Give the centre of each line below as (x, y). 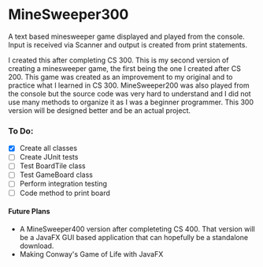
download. (37, 246)
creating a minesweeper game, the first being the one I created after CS (125, 68)
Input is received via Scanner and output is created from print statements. (128, 44)
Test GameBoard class (56, 175)
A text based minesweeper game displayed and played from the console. (127, 36)
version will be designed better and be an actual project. (100, 110)
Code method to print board (65, 193)
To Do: (21, 130)
